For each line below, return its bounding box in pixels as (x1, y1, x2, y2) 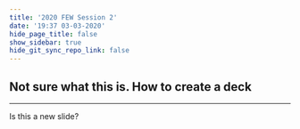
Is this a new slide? (9, 110, 79, 121)
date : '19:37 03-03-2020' (9, 21, 105, 30)
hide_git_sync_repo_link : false (9, 46, 129, 55)
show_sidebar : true (9, 37, 82, 47)
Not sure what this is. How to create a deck (9, 79, 252, 94)
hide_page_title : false (9, 29, 98, 38)
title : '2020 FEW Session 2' (9, 12, 118, 22)
